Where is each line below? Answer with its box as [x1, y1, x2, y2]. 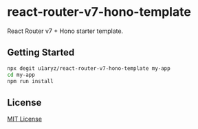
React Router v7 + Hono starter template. [7, 27, 124, 35]
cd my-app [7, 71, 36, 78]
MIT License [7, 115, 43, 124]
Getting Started [7, 47, 75, 58]
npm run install [7, 78, 54, 84]
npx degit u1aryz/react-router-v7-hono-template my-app [7, 64, 170, 72]
